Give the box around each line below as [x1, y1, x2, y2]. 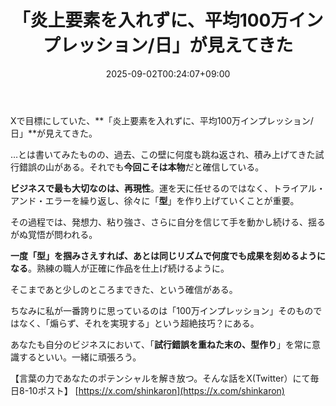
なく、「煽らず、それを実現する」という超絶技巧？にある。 [18, 317, 260, 329]
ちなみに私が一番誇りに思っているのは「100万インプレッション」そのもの [10, 304, 314, 316]
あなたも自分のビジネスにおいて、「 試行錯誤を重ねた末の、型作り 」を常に [10, 338, 312, 350]
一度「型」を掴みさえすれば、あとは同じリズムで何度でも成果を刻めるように [10, 249, 326, 261]
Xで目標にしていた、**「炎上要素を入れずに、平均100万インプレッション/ [10, 114, 314, 126]
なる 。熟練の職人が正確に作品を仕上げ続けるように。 [10, 262, 230, 274]
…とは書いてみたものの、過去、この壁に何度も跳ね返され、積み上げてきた [10, 148, 316, 160]
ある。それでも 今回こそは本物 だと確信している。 [62, 161, 265, 173]
